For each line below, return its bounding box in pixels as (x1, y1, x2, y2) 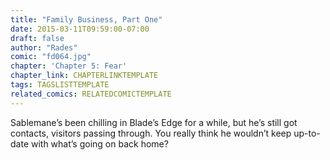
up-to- (293, 127, 321, 139)
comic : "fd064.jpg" (10, 52, 92, 62)
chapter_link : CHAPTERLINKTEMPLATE (10, 71, 159, 81)
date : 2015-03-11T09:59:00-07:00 (10, 24, 150, 34)
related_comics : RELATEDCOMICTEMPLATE (10, 89, 172, 99)
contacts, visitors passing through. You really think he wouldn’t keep (10, 127, 292, 139)
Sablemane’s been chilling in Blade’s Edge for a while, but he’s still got (10, 116, 298, 128)
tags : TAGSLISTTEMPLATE (10, 80, 110, 90)
